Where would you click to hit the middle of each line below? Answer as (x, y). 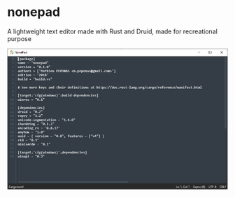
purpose (19, 38)
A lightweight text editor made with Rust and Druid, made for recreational (113, 31)
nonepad (34, 12)
